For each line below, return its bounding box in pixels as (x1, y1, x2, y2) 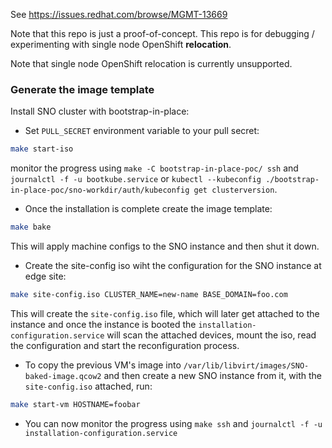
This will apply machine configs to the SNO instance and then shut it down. (10, 240, 320, 253)
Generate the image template (10, 82, 155, 96)
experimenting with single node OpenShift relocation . (10, 39, 232, 50)
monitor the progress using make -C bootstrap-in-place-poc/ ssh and (10, 162, 299, 174)
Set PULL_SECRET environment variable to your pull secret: (24, 125, 260, 137)
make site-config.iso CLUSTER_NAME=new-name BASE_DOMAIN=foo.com (10, 290, 288, 300)
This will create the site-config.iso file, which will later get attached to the (10, 307, 320, 319)
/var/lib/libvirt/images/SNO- (183, 360, 310, 371)
